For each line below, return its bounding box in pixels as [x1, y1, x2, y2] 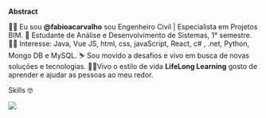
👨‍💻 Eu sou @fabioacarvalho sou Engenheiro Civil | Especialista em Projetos [8, 22, 258, 31]
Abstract [8, 7, 38, 16]
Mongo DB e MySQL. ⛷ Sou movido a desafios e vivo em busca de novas [8, 51, 250, 60]
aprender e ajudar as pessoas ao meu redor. [8, 70, 154, 79]
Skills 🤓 [8, 86, 33, 94]
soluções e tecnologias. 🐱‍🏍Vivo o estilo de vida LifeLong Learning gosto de [8, 62, 257, 70]
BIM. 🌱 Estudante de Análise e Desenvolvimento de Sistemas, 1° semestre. [8, 31, 252, 40]
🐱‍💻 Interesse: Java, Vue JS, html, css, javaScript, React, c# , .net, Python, [8, 39, 250, 48]
